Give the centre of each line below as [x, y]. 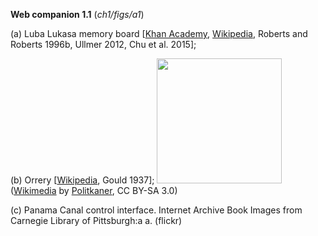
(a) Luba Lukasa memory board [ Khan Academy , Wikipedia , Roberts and [159, 33]
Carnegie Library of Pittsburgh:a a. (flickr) [96, 220]
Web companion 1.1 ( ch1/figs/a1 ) [77, 14]
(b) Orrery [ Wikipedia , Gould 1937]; [82, 180]
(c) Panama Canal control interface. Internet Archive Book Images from [156, 210]
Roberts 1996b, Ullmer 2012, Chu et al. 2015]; [103, 44]
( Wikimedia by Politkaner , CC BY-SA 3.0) [94, 190]
